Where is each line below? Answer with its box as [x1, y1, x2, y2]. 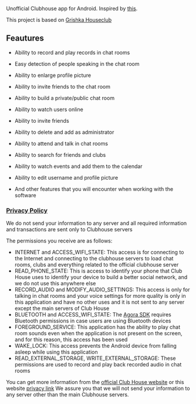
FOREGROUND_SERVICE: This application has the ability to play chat [14, 324, 181, 331]
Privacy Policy [6, 206, 48, 214]
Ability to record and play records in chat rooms [14, 49, 130, 56]
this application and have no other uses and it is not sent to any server [14, 299, 185, 306]
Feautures [6, 33, 44, 43]
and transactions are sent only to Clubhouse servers [6, 226, 133, 233]
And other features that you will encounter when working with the [14, 185, 174, 193]
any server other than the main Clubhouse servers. [6, 391, 129, 398]
